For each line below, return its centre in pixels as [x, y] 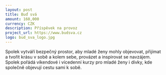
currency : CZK [20, 24]
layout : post [19, 10]
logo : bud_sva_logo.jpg [30, 38]
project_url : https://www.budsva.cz [44, 33]
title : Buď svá [21, 14]
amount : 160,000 [22, 19]
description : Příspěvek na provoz [41, 28]
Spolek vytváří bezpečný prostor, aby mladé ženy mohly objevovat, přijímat [83, 51]
